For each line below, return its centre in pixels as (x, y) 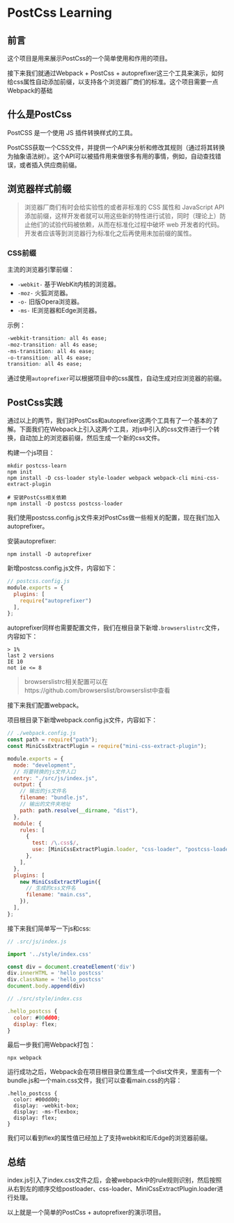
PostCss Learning (60, 13)
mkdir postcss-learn (37, 466)
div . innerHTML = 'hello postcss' (56, 973)
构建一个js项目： (31, 453)
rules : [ (32, 830)
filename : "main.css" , (58, 895)
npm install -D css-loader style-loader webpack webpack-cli (98, 478)
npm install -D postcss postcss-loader (65, 504)
